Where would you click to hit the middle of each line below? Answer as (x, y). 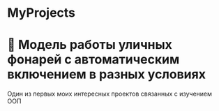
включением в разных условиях (106, 74)
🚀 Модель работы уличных (90, 45)
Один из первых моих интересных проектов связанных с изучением (110, 94)
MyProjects (41, 13)
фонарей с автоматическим (93, 60)
